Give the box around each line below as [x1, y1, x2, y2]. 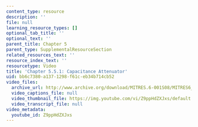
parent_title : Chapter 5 [6, 42, 67, 47]
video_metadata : [6, 107, 46, 112]
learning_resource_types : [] [6, 25, 78, 31]
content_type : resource [6, 8, 65, 15]
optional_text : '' [6, 36, 51, 42]
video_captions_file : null [11, 90, 78, 96]
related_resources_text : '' [6, 52, 75, 58]
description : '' [6, 14, 46, 20]
